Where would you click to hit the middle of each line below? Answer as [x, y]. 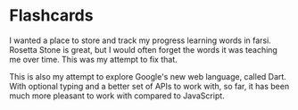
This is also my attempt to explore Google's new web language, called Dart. [148, 76]
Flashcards [51, 16]
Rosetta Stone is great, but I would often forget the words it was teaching [144, 49]
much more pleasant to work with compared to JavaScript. [117, 96]
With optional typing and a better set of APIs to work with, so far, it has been [149, 86]
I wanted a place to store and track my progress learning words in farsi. [141, 40]
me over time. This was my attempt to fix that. [94, 59]
